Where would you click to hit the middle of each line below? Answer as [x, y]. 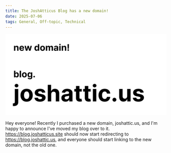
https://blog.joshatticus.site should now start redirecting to [67, 134]
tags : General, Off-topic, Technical [46, 22]
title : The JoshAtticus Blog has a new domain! [57, 11]
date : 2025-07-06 [24, 16]
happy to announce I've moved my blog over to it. [58, 129]
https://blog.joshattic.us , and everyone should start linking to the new [79, 140]
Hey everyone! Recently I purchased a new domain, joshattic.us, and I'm [81, 123]
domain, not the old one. [31, 145]
